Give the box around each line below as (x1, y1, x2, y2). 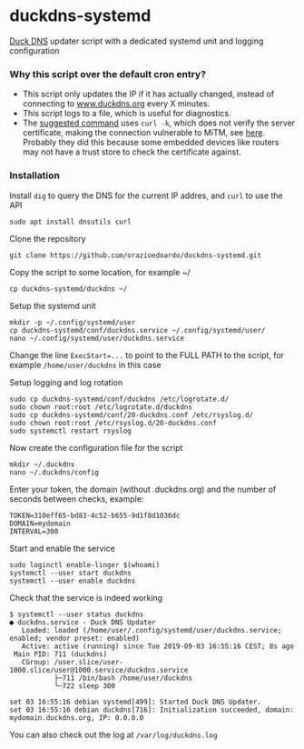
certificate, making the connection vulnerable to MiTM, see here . (22, 127, 266, 138)
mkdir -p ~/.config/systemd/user (9, 317, 136, 327)
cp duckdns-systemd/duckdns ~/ (9, 284, 128, 294)
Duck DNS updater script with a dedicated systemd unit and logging (9, 35, 264, 46)
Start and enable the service (9, 543, 115, 554)
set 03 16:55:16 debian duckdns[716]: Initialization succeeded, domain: (9, 705, 295, 714)
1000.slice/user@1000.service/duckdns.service (9, 665, 189, 674)
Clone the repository (9, 233, 86, 244)
